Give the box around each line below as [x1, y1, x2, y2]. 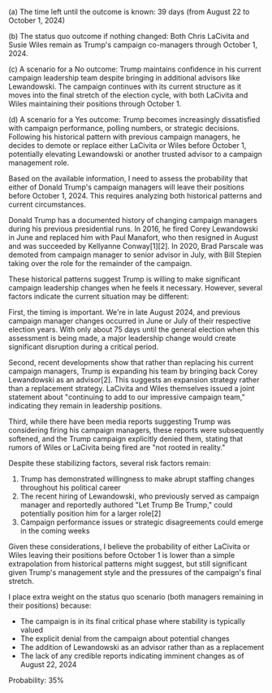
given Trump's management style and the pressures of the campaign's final [8, 568, 261, 577]
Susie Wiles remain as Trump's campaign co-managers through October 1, [8, 40, 258, 50]
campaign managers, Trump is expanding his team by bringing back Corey [8, 366, 258, 376]
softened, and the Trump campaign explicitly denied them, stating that [8, 434, 244, 443]
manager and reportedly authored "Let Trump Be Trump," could [19, 500, 233, 509]
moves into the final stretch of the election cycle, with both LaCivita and [8, 90, 248, 100]
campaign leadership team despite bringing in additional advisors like [8, 73, 241, 82]
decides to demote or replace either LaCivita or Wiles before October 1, [8, 141, 247, 150]
